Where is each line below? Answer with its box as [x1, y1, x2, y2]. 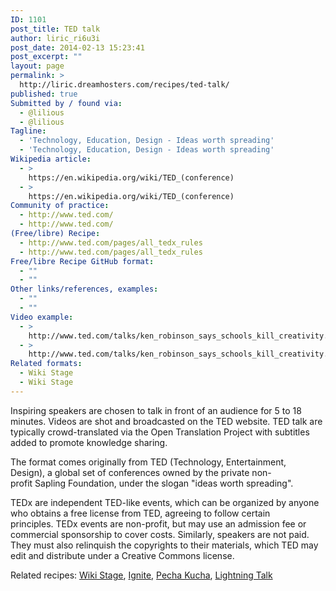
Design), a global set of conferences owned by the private [10, 466, 250, 478]
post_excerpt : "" [10, 52, 83, 62]
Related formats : [10, 359, 83, 369]
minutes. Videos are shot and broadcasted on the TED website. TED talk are [10, 415, 323, 427]
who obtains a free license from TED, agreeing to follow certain [10, 507, 271, 519]
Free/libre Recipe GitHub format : [10, 256, 155, 266]
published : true [10, 89, 78, 99]
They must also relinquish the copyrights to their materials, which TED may [10, 539, 319, 551]
